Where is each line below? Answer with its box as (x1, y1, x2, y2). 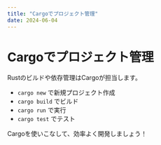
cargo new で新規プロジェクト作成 (17, 88, 115, 97)
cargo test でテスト (17, 115, 76, 123)
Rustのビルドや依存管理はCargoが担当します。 (7, 74, 141, 82)
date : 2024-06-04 (7, 17, 58, 24)
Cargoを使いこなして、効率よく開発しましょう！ (7, 130, 147, 138)
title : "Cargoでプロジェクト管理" (7, 10, 99, 18)
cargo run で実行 (17, 106, 66, 114)
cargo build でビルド (17, 97, 79, 106)
